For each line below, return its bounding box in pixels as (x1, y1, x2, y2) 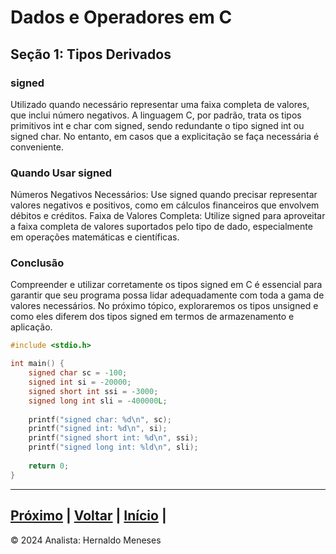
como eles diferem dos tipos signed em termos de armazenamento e (10, 311, 295, 323)
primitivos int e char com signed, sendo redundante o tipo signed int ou (10, 119, 305, 131)
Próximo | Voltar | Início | (10, 507, 167, 525)
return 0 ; (28, 461, 70, 471)
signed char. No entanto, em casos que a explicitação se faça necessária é (10, 130, 320, 142)
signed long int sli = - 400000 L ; (28, 396, 168, 406)
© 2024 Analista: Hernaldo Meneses (10, 534, 162, 546)
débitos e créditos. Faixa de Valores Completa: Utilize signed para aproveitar (10, 210, 326, 222)
